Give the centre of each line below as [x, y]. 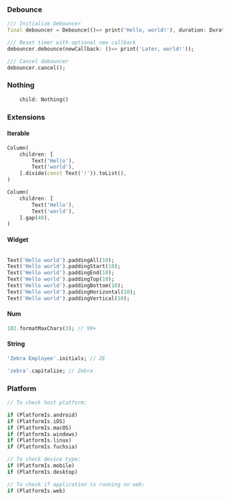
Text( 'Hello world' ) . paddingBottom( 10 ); [66, 286]
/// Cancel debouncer [38, 61]
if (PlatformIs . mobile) [41, 466]
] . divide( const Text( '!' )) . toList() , [73, 174]
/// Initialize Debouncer [44, 24]
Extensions [26, 117]
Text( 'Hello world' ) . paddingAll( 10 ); [61, 260]
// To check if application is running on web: [76, 484]
